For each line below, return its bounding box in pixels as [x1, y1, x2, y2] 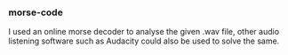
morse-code [8, 6, 63, 19]
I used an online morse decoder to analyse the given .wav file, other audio [8, 27, 280, 37]
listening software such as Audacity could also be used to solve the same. [8, 35, 280, 46]
